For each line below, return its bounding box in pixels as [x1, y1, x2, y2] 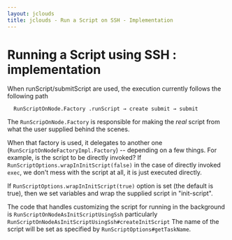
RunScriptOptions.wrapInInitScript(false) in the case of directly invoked [7, 161, 222, 170]
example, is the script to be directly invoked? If [7, 153, 142, 162]
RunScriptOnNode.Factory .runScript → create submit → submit [13, 105, 198, 112]
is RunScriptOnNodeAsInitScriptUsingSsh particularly [7, 210, 158, 218]
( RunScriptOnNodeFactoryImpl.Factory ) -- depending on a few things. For [7, 146, 217, 154]
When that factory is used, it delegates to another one [7, 139, 163, 147]
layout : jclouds [7, 10, 55, 17]
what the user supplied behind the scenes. [7, 125, 130, 133]
